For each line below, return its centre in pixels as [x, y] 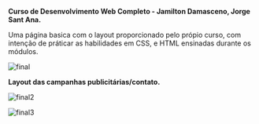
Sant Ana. [25, 20]
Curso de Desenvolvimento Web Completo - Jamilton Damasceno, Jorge [129, 11]
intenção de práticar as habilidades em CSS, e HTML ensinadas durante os [130, 43]
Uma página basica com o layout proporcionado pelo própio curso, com [125, 35]
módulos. [23, 51]
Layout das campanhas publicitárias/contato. [84, 82]
